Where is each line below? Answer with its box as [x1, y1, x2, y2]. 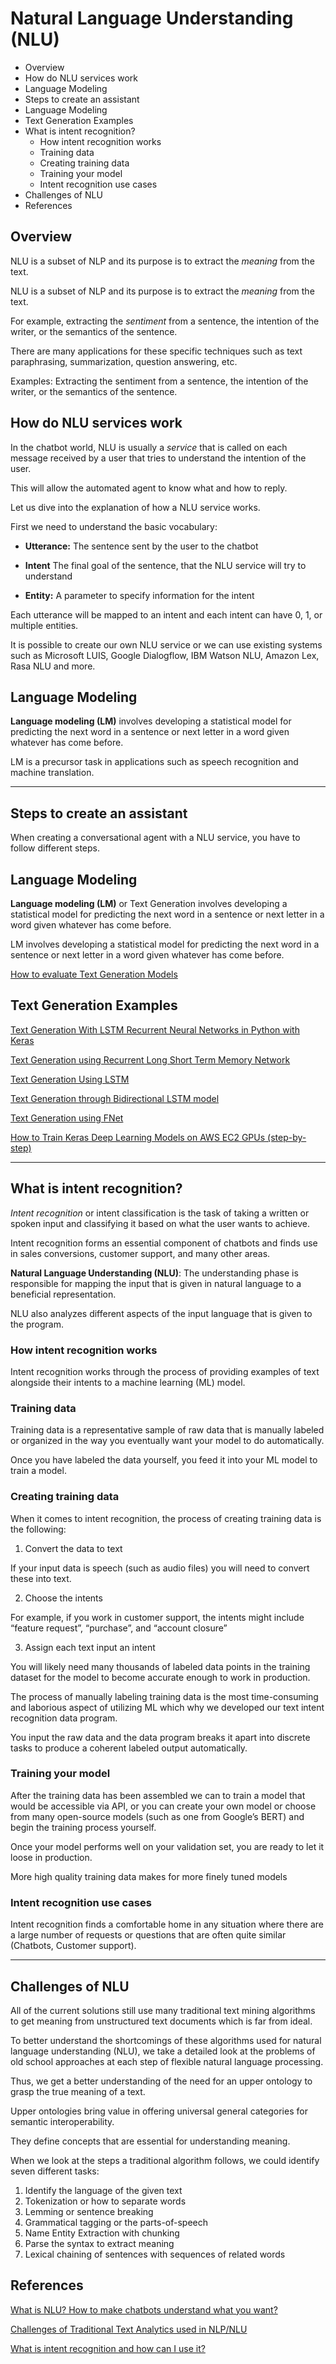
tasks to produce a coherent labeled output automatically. [10, 1742, 248, 1754]
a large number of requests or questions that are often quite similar [10, 1929, 287, 1941]
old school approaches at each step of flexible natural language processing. [10, 2055, 324, 2067]
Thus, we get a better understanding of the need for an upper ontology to [10, 2075, 313, 2087]
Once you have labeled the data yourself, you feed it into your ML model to [10, 1454, 318, 1466]
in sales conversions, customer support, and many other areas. [10, 1247, 271, 1259]
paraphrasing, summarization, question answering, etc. [10, 355, 238, 367]
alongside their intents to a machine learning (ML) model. [10, 1376, 246, 1388]
